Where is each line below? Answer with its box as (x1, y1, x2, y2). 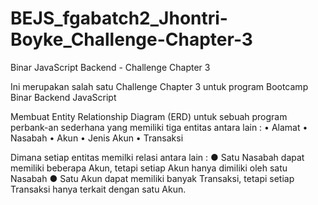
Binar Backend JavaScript (10, 91, 117, 103)
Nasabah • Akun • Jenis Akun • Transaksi (10, 132, 184, 144)
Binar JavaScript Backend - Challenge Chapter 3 (10, 61, 211, 73)
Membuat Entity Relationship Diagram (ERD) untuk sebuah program (10, 110, 288, 122)
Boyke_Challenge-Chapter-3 (10, 28, 253, 51)
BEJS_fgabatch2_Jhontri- (10, 7, 228, 30)
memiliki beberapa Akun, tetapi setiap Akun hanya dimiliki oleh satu (10, 162, 288, 174)
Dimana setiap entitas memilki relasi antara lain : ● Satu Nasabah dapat (10, 151, 305, 163)
